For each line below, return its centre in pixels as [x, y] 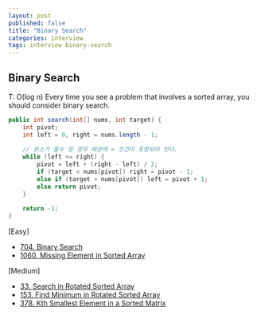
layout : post [30, 16]
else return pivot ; [69, 187]
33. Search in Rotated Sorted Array [77, 286]
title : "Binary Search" [48, 30]
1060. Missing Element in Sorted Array [82, 255]
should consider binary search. [59, 105]
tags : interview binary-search [60, 45]
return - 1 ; [41, 209]
